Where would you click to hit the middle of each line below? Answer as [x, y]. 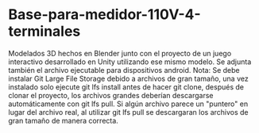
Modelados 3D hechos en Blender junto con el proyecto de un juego [120, 53]
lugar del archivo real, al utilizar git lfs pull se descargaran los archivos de [128, 112]
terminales [44, 31]
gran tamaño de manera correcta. [64, 120]
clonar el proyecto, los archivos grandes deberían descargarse [111, 95]
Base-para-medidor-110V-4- [104, 15]
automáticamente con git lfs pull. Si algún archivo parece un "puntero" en [128, 104]
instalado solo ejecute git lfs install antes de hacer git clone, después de [126, 87]
